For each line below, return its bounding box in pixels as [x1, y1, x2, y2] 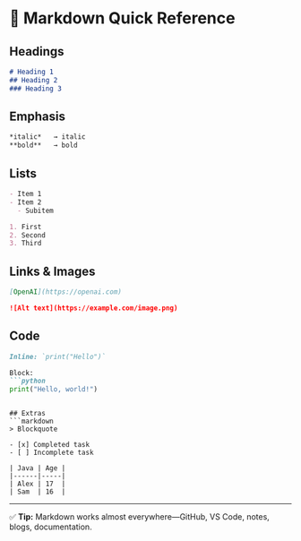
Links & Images [9, 263, 96, 279]
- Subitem [17, 206, 54, 215]
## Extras [9, 409, 47, 418]
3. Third [9, 239, 42, 248]
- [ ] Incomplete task [9, 448, 94, 458]
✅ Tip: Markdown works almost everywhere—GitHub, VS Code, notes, [9, 511, 271, 522]
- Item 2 [9, 197, 42, 207]
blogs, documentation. [9, 521, 92, 532]
